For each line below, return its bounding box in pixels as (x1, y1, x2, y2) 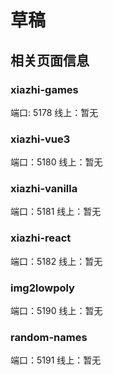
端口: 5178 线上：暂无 (10, 106, 99, 118)
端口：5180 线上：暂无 (10, 156, 103, 168)
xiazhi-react (10, 231, 72, 245)
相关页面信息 (10, 52, 90, 69)
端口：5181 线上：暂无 (10, 206, 102, 218)
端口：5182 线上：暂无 (10, 255, 103, 267)
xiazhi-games (10, 82, 79, 96)
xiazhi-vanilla (10, 182, 78, 196)
